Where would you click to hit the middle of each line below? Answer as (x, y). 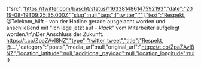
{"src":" (16, 9)
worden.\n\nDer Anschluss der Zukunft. (55, 34)
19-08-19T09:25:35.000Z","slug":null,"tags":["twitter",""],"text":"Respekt (95, 15)
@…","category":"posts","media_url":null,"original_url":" (74, 47)
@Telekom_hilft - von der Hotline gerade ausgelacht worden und (86, 21)
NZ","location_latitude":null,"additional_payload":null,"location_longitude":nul (100, 53)
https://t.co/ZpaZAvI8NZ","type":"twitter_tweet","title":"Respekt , (85, 40)
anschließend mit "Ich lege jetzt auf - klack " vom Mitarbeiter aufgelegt (93, 28)
